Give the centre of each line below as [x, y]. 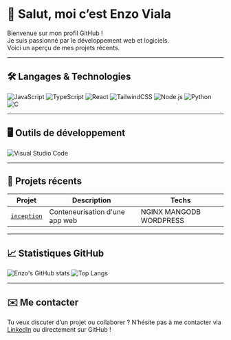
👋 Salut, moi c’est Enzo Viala [89, 14]
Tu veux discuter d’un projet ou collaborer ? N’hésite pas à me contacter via [114, 322]
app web [63, 221]
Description [91, 200]
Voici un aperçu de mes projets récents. [64, 47]
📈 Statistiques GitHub [56, 253]
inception [26, 216]
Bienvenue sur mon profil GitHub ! [55, 33]
